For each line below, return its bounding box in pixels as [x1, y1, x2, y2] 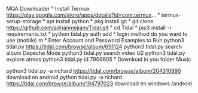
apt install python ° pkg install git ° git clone [46, 18, 154, 24]
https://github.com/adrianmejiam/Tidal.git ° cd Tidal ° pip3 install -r [6, 24, 172, 31]
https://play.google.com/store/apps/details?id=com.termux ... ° [6, 11, 160, 18]
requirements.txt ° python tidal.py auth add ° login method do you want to [6, 30, 188, 38]
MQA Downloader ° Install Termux [6, 5, 90, 12]
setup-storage [6, 18, 42, 24]
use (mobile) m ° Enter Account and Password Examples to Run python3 [6, 37, 184, 44]
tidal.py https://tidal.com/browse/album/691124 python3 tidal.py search [6, 43, 182, 50]
